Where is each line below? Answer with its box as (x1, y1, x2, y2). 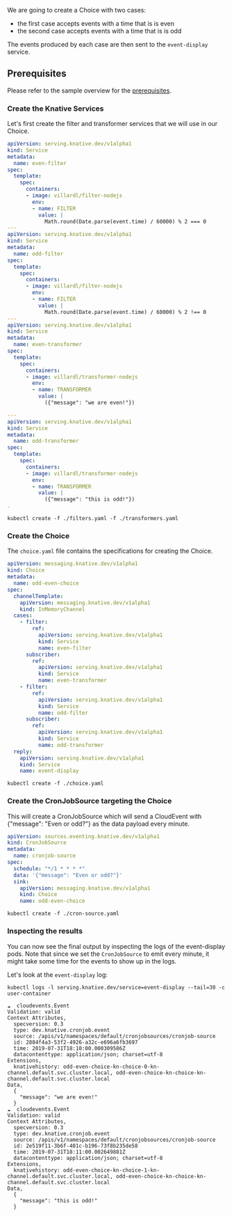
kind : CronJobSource (7, 839, 67, 847)
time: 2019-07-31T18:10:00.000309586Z (13, 1044, 126, 1052)
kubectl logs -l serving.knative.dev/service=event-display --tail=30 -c (7, 984, 226, 991)
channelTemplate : (13, 592, 64, 599)
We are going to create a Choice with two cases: (7, 6, 146, 14)
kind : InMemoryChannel (19, 606, 85, 613)
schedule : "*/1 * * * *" (13, 865, 85, 872)
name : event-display (19, 767, 79, 775)
